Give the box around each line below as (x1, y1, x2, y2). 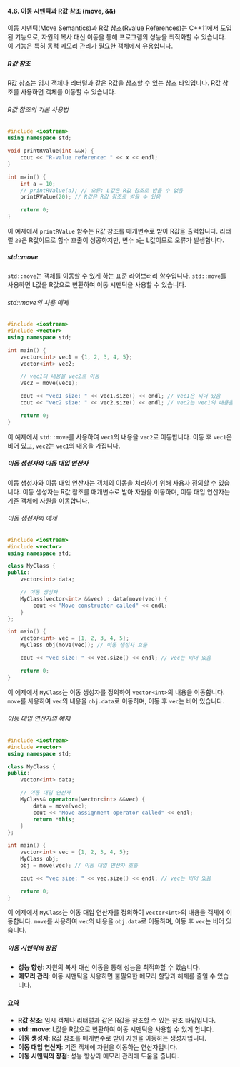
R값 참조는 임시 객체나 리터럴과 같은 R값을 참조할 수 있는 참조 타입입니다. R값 (7, 79, 221, 87)
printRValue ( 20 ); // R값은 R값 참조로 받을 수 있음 (20, 194, 161, 201)
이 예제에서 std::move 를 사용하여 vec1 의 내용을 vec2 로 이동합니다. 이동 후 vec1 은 (7, 432, 232, 441)
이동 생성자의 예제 (7, 514, 57, 523)
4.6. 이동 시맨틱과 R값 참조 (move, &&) (7, 6, 116, 15)
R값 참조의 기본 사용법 (7, 105, 69, 114)
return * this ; (33, 816, 75, 823)
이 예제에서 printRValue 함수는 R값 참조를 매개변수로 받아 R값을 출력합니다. (7, 227, 219, 235)
